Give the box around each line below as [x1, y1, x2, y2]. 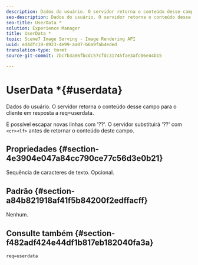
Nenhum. [6, 211, 28, 218]
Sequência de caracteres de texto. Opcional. [6, 169, 114, 176]
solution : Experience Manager [6, 25, 81, 31]
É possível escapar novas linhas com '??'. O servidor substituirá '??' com [6, 121, 183, 128]
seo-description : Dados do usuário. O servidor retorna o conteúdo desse [6, 14, 192, 20]
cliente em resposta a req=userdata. [6, 109, 94, 116]
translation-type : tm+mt [6, 47, 67, 53]
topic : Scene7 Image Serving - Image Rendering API [6, 36, 136, 42]
